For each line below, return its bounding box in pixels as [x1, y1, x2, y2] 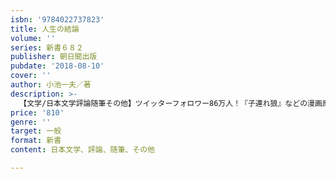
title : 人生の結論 [10, 24, 80, 34]
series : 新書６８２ [10, 42, 84, 53]
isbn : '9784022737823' [10, 14, 105, 25]
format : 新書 [10, 136, 62, 146]
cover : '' [10, 71, 52, 81]
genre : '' [10, 117, 52, 127]
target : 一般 [10, 126, 62, 136]
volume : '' [10, 33, 56, 43]
